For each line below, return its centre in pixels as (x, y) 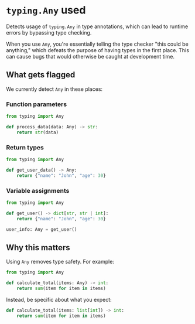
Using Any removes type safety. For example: (60, 262)
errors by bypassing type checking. (49, 32)
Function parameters (37, 104)
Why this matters (38, 248)
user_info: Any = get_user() (42, 229)
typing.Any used (46, 10)
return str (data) (38, 132)
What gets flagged (41, 75)
